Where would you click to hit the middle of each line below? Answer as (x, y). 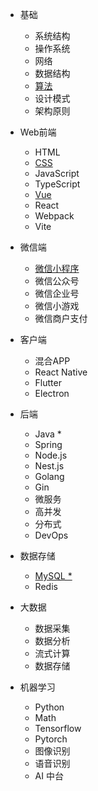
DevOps (51, 535)
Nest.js (49, 466)
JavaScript (57, 173)
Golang (49, 476)
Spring (48, 444)
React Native (61, 372)
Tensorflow (58, 728)
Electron (52, 393)
